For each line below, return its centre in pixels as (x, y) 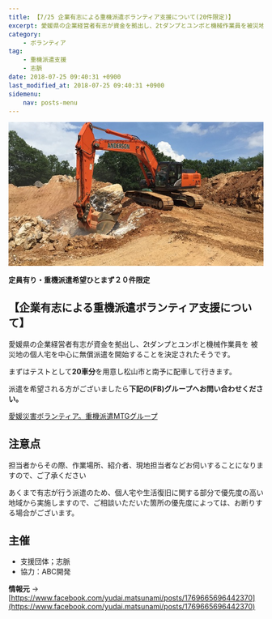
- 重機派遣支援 (45, 60)
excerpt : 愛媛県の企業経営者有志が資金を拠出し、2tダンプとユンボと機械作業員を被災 (134, 26)
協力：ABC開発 (45, 572)
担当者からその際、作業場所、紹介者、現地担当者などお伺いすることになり (132, 465)
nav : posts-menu (51, 102)
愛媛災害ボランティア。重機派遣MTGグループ (83, 416)
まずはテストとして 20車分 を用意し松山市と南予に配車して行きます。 (123, 371)
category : (25, 34)
